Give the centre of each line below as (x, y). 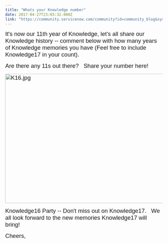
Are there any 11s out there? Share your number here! (77, 66)
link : (11, 19)
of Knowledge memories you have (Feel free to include (76, 48)
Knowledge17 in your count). (42, 55)
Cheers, (15, 236)
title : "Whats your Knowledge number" (45, 10)
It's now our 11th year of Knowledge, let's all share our (75, 34)
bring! (12, 225)
